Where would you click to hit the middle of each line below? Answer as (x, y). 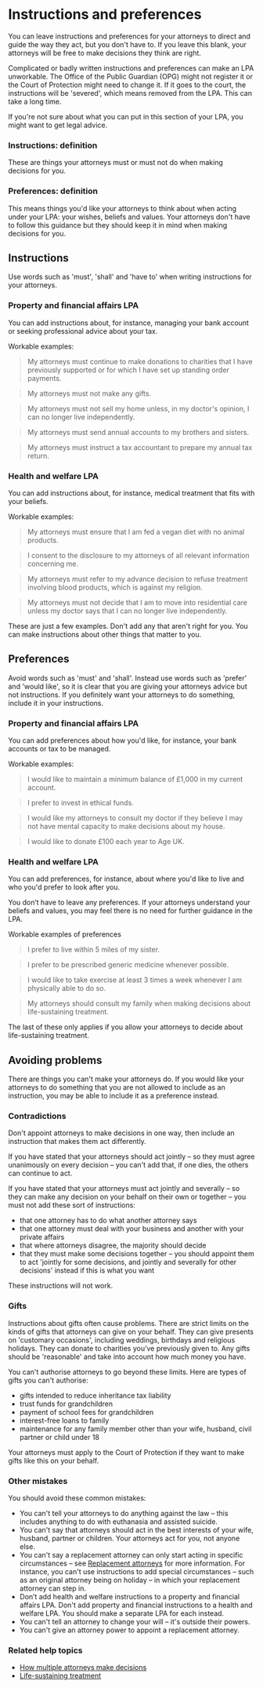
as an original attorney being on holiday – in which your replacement (130, 1580)
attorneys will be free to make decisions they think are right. (105, 53)
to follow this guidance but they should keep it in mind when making (118, 225)
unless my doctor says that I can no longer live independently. (127, 611)
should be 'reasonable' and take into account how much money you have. (127, 1357)
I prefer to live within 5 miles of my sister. (94, 950)
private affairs (42, 1237)
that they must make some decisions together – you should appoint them (137, 1254)
